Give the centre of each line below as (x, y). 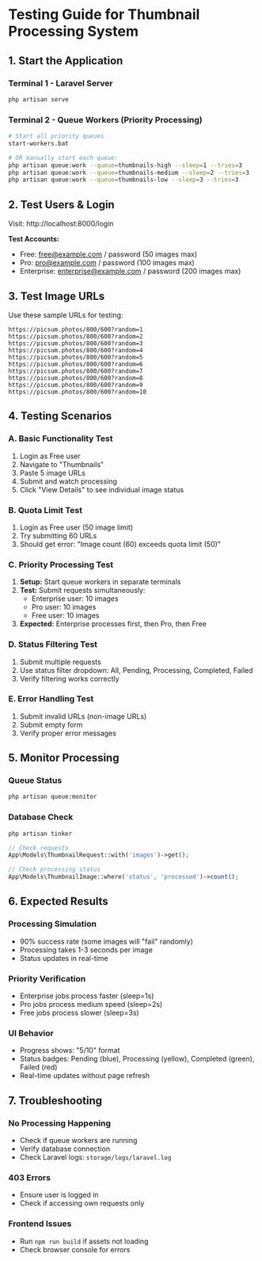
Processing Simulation (53, 924)
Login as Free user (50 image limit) (76, 527)
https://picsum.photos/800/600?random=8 (76, 378)
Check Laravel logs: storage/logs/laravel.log (95, 1157)
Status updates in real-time (64, 958)
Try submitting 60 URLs (58, 535)
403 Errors (30, 1177)
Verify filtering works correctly (70, 678)
